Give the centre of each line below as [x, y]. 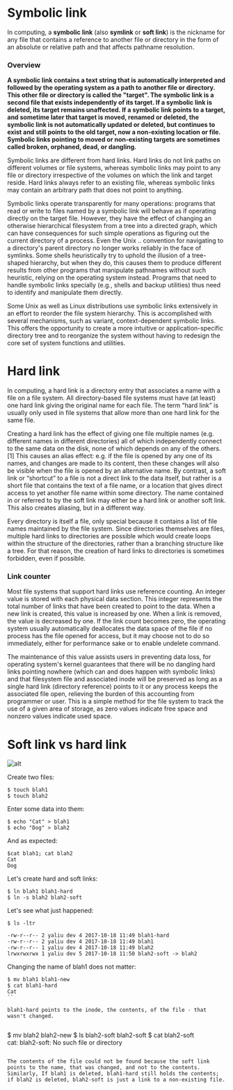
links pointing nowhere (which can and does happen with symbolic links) [111, 672]
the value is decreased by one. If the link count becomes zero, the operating [116, 621]
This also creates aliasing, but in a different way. [76, 508]
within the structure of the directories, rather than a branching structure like [115, 544]
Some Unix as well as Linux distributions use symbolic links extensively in [112, 306]
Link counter [29, 577]
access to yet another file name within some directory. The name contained [115, 493]
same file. [21, 421]
